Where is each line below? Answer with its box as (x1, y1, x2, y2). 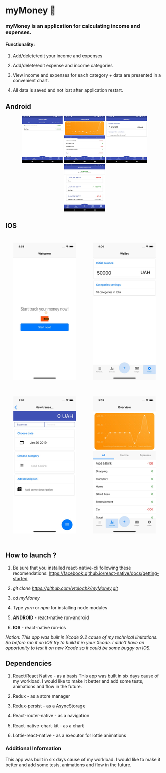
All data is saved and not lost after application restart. (12, 87, 123, 93)
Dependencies (5, 659, 52, 668)
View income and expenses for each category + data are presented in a (12, 72, 161, 78)
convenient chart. (12, 78, 49, 84)
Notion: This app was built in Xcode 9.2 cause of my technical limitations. (5, 634, 158, 640)
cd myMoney (12, 595, 40, 601)
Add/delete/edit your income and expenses (12, 53, 103, 59)
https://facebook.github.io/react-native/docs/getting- (48, 570, 159, 576)
